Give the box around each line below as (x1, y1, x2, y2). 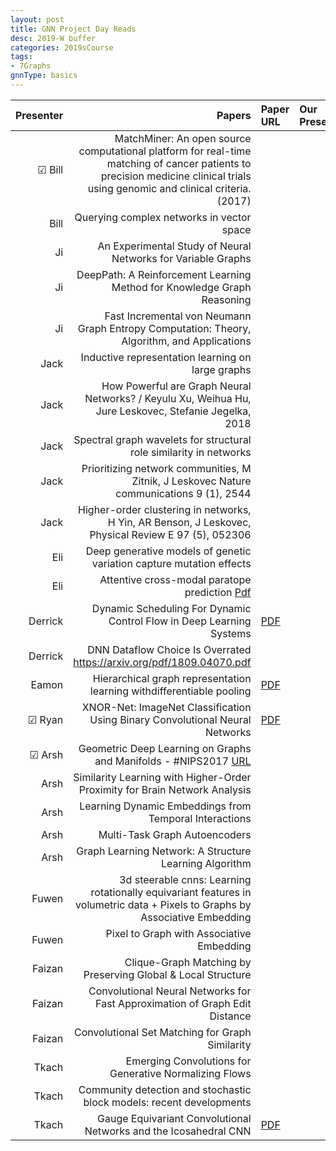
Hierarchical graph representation (92, 671, 252, 685)
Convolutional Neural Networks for (88, 984, 252, 998)
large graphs (191, 362, 252, 376)
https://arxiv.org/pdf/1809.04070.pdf (73, 655, 252, 669)
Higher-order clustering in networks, (78, 502, 252, 516)
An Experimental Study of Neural (97, 239, 252, 253)
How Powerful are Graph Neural (101, 379, 252, 393)
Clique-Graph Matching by (124, 955, 252, 969)
